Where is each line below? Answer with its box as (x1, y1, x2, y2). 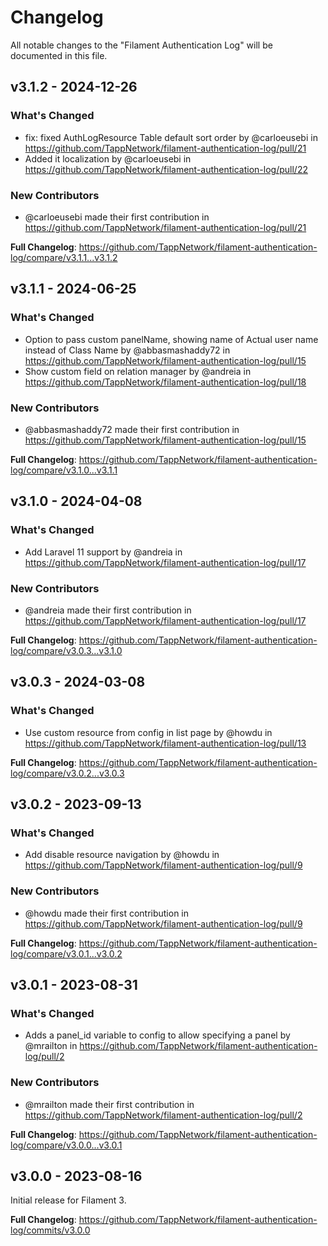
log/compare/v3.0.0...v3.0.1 (10, 1139, 123, 1151)
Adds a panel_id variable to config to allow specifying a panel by (24, 1029, 291, 1041)
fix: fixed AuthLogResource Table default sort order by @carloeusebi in (24, 131, 318, 143)
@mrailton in (24, 1040, 78, 1052)
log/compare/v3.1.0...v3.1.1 (10, 464, 118, 476)
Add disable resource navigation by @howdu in (24, 849, 220, 861)
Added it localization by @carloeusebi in (24, 152, 192, 165)
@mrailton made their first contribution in (24, 1098, 195, 1110)
